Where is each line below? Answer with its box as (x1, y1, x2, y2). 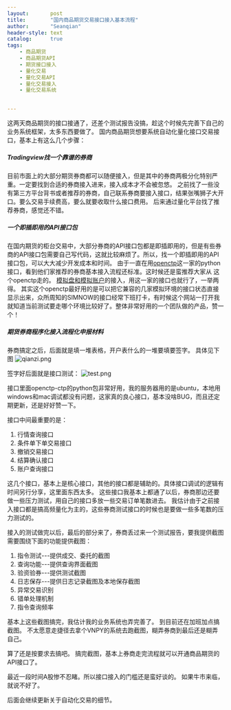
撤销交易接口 (16, 447, 54, 456)
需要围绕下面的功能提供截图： (7, 537, 91, 545)
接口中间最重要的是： (7, 415, 67, 423)
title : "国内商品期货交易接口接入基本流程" (7, 16, 139, 23)
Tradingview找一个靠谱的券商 (7, 153, 93, 162)
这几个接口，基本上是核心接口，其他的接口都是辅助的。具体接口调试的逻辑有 (7, 479, 224, 487)
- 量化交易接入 (19, 80, 57, 87)
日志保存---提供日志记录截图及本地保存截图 (16, 577, 141, 585)
